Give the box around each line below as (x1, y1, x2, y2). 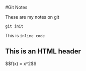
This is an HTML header (5, 47, 81, 56)
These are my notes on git (5, 14, 59, 20)
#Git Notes (5, 5, 28, 10)
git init (5, 24, 24, 29)
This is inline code (5, 33, 45, 38)
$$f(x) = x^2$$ (5, 60, 37, 66)
